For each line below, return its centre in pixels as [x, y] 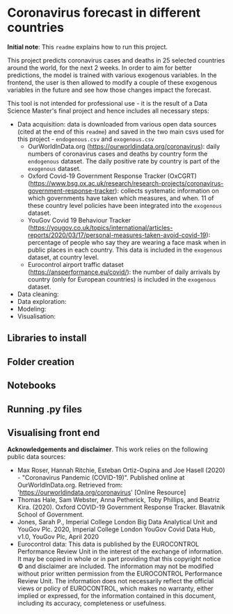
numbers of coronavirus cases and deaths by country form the [118, 154]
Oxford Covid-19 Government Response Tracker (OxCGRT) [112, 176]
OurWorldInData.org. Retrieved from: [70, 485]
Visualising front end [54, 433]
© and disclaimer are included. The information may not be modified [115, 566]
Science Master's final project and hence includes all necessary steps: [109, 111]
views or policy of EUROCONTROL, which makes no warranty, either [115, 588]
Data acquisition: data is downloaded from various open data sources [117, 124]
